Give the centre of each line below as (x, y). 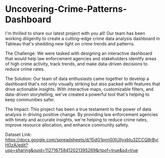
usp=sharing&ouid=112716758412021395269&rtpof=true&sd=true (72, 150)
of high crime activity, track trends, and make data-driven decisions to (76, 64)
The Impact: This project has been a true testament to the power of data (78, 109)
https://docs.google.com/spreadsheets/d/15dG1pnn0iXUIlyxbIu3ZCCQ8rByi (82, 140)
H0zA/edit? (16, 145)
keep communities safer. (30, 99)
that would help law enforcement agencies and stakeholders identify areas (81, 58)
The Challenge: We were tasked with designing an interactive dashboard (79, 53)
